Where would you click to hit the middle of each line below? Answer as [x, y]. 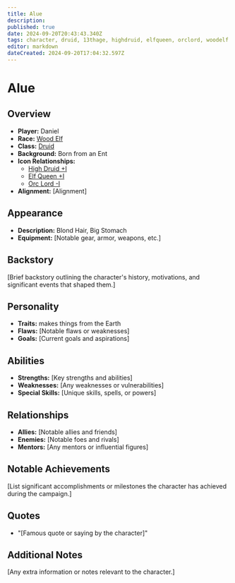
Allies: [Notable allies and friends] [67, 432]
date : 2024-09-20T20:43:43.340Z [55, 34]
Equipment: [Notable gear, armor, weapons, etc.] [89, 238]
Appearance [35, 214]
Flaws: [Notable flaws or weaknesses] [73, 331]
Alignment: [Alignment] [52, 191]
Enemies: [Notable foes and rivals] [68, 439]
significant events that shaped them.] [61, 284]
